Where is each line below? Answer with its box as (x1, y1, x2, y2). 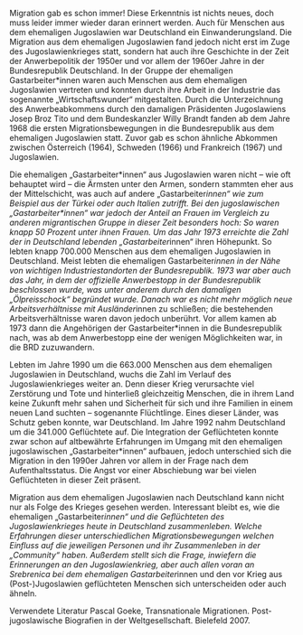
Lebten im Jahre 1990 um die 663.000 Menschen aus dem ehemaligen (9, 360, 273, 369)
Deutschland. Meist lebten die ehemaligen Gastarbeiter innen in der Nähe (9, 256, 281, 266)
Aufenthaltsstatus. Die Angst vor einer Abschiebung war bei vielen (9, 465, 257, 475)
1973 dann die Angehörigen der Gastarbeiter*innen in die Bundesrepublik (9, 322, 283, 333)
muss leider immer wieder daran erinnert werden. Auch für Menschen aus (9, 17, 285, 28)
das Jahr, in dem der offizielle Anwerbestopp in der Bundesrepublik (9, 275, 261, 285)
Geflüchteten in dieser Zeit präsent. (9, 474, 142, 485)
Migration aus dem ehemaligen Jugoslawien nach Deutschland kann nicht (9, 492, 285, 502)
